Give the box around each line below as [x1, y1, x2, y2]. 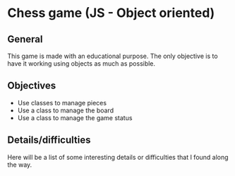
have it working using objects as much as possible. [7, 59, 156, 68]
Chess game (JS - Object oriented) [7, 5, 215, 21]
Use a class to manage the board [17, 106, 114, 115]
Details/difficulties [7, 134, 91, 146]
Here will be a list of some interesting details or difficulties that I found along [7, 153, 229, 161]
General [7, 33, 44, 45]
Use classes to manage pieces [17, 98, 107, 107]
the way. [7, 160, 32, 169]
